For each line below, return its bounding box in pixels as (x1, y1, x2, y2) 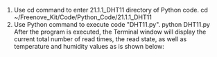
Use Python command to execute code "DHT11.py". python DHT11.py (13, 21, 210, 28)
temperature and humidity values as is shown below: (13, 43, 164, 50)
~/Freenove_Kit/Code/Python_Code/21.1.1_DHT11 (13, 13, 153, 21)
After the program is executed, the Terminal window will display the (13, 27, 207, 36)
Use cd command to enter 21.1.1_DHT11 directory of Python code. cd (13, 6, 208, 14)
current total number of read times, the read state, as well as (13, 35, 187, 43)
